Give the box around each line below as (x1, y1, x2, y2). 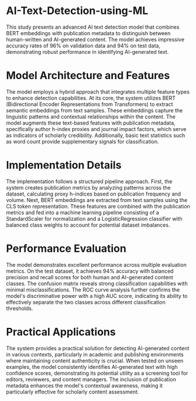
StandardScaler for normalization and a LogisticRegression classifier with (6, 215, 183, 222)
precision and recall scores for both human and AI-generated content (6, 273, 174, 280)
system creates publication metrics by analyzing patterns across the (6, 184, 171, 191)
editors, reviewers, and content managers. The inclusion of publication (6, 376, 177, 383)
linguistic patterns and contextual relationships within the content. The (6, 113, 176, 120)
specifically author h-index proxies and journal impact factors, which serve (6, 125, 187, 132)
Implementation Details (6, 159, 122, 172)
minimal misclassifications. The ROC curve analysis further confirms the (6, 286, 180, 293)
